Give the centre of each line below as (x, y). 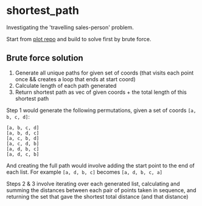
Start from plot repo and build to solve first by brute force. (79, 39)
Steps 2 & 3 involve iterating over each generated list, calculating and (93, 184)
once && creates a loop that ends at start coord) (75, 79)
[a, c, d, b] (23, 144)
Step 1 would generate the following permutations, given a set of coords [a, (101, 110)
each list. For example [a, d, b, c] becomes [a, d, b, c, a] (85, 172)
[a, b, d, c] (23, 133)
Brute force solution (45, 58)
